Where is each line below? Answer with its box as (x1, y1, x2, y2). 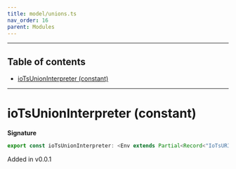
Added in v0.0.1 (7, 155, 52, 163)
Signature (7, 129, 37, 137)
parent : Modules (7, 23, 55, 30)
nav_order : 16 (7, 17, 49, 24)
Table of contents (7, 55, 86, 67)
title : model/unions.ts (7, 10, 77, 18)
